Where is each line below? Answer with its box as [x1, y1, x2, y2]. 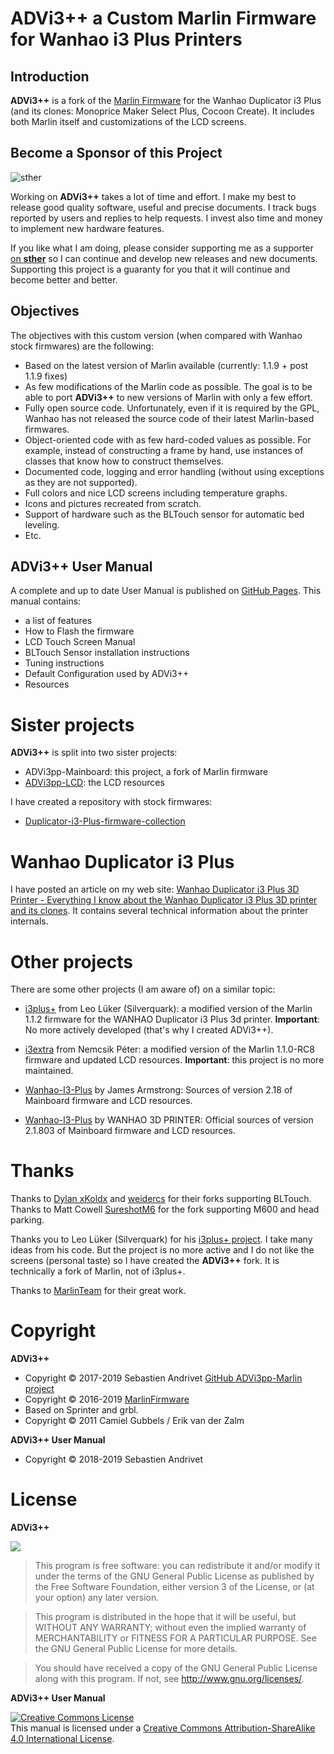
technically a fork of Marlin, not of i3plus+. [10, 1265, 186, 1277]
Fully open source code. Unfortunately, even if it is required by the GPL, [24, 402, 320, 414]
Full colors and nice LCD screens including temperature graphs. [24, 487, 288, 499]
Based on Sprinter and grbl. [24, 1404, 139, 1416]
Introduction [10, 68, 90, 85]
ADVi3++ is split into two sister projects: [10, 747, 178, 759]
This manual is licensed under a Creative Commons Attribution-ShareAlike [10, 1722, 316, 1734]
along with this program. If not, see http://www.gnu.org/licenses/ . [34, 1673, 305, 1685]
